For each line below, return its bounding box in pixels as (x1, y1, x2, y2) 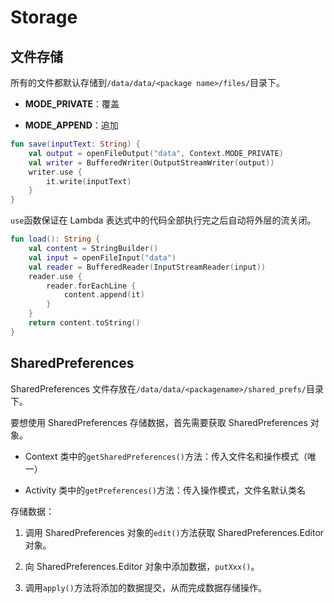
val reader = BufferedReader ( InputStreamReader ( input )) (28, 262, 267, 272)
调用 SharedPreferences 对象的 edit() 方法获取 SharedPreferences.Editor (24, 526, 325, 538)
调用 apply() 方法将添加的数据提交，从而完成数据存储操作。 (24, 581, 267, 593)
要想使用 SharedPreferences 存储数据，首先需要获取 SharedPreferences (10, 416, 308, 428)
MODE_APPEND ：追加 (24, 119, 119, 131)
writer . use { (28, 167, 83, 177)
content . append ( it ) (63, 290, 145, 300)
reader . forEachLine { (46, 281, 137, 291)
